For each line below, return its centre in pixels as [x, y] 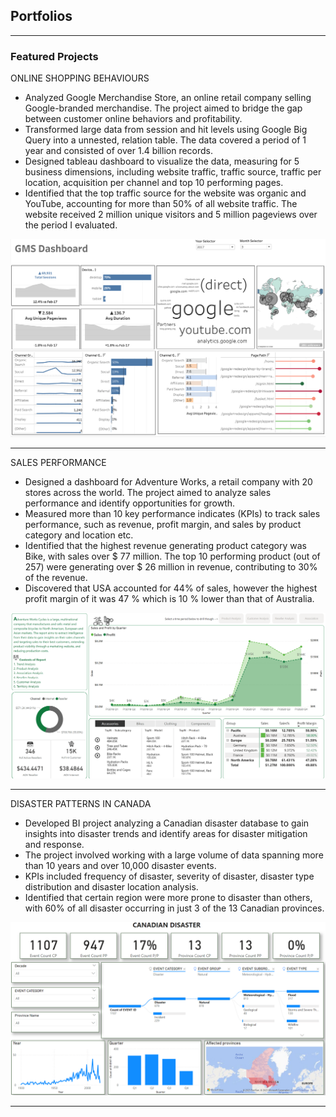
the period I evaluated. [71, 225]
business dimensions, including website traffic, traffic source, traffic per [173, 172]
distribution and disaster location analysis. [111, 886]
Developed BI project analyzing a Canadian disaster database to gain [167, 823]
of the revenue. [56, 577]
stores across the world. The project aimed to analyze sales [148, 492]
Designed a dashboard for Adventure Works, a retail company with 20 [168, 481]
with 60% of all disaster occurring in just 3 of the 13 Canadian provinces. [174, 908]
